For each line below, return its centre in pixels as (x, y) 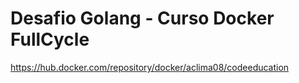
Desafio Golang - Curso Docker (142, 18)
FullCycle (50, 39)
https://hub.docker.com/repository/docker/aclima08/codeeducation (150, 67)
